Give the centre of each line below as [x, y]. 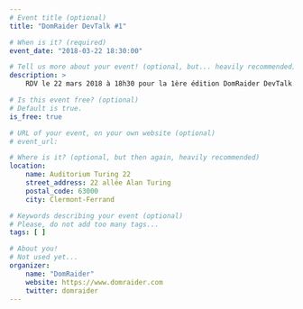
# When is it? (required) [58, 42]
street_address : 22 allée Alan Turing [98, 183]
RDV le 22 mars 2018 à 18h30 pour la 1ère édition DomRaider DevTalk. [161, 84]
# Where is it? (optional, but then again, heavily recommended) [134, 158]
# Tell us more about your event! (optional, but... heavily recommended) [153, 67]
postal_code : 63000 [62, 191]
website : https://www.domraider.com [95, 282]
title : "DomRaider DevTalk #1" [68, 26]
